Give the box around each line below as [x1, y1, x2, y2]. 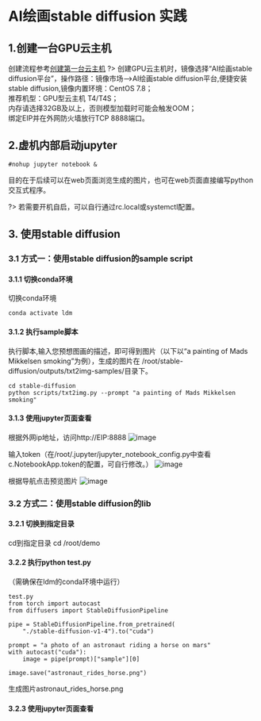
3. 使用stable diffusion [8, 228, 121, 241]
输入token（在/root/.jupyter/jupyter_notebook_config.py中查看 [8, 449, 212, 458]
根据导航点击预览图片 [8, 476, 78, 485]
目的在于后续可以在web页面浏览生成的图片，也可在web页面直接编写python [8, 175, 254, 185]
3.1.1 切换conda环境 [8, 274, 73, 284]
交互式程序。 [8, 185, 50, 194]
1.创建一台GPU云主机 [8, 41, 112, 55]
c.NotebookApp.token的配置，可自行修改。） [8, 459, 153, 469]
